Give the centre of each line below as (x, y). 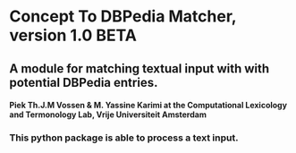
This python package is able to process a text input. (124, 138)
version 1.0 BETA (73, 35)
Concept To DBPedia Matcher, (123, 17)
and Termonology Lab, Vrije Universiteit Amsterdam (108, 115)
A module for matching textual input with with (140, 68)
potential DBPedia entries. (84, 82)
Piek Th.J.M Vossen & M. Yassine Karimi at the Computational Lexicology (148, 106)
